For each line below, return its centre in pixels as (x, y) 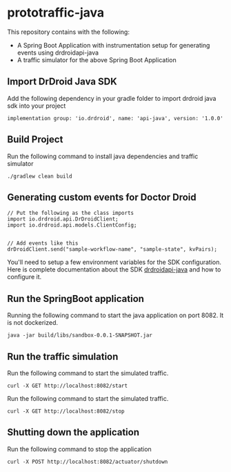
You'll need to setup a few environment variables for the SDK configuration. (114, 262)
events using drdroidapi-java (58, 53)
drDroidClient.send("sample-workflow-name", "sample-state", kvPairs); (112, 249)
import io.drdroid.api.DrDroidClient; (63, 219)
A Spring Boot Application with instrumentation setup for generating (113, 45)
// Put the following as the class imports (71, 213)
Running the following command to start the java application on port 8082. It (115, 315)
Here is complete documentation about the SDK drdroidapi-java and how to (114, 270)
